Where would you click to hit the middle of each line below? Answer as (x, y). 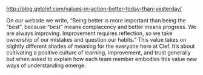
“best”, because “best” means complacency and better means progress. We (101, 27)
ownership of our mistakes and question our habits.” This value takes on (96, 40)
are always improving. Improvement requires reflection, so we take (89, 33)
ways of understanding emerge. (46, 65)
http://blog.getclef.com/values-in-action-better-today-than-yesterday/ (94, 9)
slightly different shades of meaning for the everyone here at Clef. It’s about (101, 46)
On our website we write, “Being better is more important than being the (96, 20)
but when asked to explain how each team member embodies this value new (102, 59)
